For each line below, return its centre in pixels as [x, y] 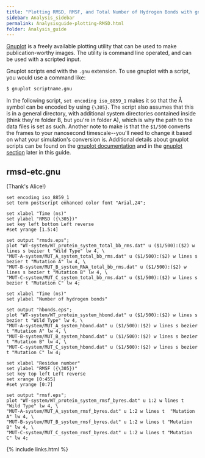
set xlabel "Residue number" [43, 363]
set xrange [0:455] [31, 379]
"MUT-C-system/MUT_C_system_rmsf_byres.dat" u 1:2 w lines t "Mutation [99, 432]
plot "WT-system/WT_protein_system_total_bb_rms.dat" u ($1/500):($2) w [101, 245]
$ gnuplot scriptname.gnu [39, 89]
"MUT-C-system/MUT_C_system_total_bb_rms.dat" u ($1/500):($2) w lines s [102, 278]
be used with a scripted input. [44, 59]
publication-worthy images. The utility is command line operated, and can [99, 53]
